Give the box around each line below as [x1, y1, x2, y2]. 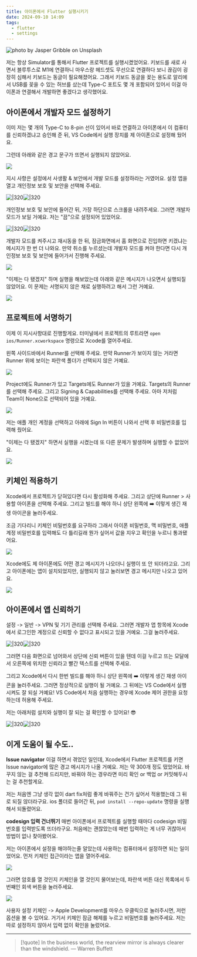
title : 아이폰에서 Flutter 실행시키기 [6, 8, 89, 15]
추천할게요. [18, 778, 44, 785]
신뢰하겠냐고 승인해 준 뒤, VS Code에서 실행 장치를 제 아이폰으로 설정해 [12, 131, 176, 138]
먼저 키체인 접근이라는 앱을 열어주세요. [23, 852, 111, 860]
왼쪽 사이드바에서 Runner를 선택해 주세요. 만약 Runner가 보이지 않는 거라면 [6, 349, 178, 356]
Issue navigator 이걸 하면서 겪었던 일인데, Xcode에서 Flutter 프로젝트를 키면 [6, 756, 184, 763]
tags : [6, 19, 19, 25]
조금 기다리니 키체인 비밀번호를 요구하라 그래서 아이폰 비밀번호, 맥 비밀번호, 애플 [6, 522, 189, 529]
